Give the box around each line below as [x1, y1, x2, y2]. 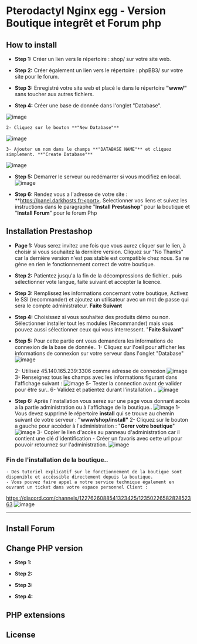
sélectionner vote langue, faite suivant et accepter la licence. [14, 278, 162, 285]
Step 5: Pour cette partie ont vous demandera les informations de [14, 337, 174, 344]
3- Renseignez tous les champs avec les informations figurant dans [14, 374, 178, 381]
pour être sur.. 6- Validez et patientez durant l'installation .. [14, 386, 157, 393]
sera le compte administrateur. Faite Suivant [14, 302, 123, 309]
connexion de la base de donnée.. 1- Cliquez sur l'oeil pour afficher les [14, 343, 185, 350]
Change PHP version [6, 543, 83, 553]
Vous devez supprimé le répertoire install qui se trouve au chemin [14, 409, 174, 417]
